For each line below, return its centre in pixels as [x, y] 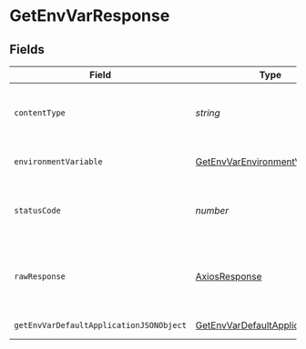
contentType [40, 113]
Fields [27, 50]
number [212, 210]
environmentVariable [58, 161]
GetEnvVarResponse [90, 16]
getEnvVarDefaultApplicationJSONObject [100, 325]
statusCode [37, 210]
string [208, 113]
